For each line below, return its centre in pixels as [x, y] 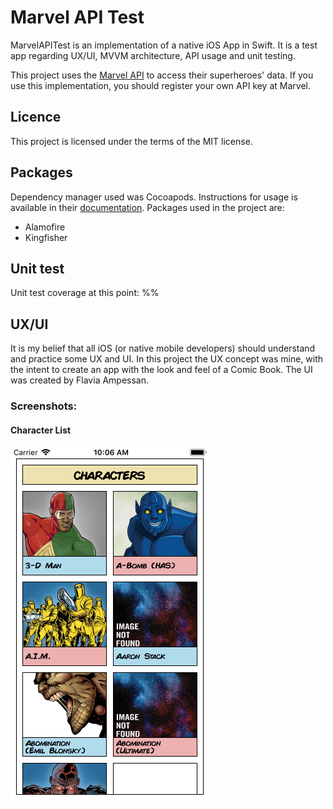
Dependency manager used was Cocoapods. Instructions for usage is [154, 197]
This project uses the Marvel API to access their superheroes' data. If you [162, 75]
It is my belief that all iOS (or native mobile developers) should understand [163, 348]
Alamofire [45, 227]
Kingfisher [46, 237]
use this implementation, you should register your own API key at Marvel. [160, 85]
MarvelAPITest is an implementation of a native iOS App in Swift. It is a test [164, 45]
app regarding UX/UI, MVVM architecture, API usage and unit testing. [153, 55]
